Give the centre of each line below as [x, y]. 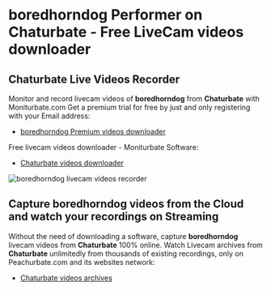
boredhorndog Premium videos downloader [93, 132]
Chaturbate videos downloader [72, 163]
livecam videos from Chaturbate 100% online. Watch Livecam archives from [135, 245]
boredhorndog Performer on [106, 15]
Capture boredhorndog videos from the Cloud [126, 204]
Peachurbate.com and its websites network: [82, 262]
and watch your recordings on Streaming [114, 217]
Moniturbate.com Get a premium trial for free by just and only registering [129, 107]
